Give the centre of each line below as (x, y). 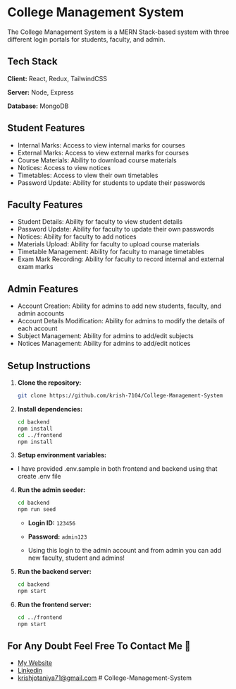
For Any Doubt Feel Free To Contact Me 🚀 (99, 646)
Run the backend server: (54, 572)
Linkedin (30, 671)
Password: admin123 (57, 537)
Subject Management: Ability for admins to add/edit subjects (105, 336)
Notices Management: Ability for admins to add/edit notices (104, 344)
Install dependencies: (50, 409)
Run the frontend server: (54, 604)
